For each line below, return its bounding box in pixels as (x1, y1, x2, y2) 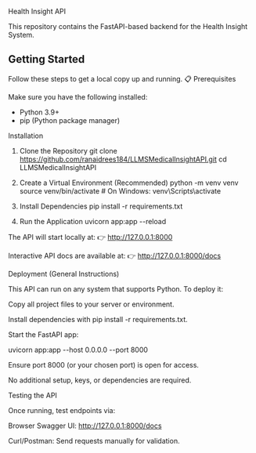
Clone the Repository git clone (19, 146, 117, 155)
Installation (8, 131, 44, 140)
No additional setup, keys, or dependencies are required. (8, 375, 192, 385)
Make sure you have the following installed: (8, 92, 148, 101)
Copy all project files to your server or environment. (8, 299, 175, 309)
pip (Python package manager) (19, 115, 121, 125)
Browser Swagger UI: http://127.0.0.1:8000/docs (8, 421, 162, 430)
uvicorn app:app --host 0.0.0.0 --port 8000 (8, 345, 149, 354)
